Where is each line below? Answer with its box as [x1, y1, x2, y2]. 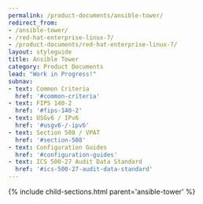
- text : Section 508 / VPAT [8, 128, 101, 136]
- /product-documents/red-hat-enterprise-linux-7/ [8, 41, 178, 49]
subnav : [8, 77, 34, 85]
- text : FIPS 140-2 [8, 99, 72, 107]
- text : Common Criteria [8, 84, 90, 93]
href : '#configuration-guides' [15, 150, 118, 158]
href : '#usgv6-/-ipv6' [15, 121, 90, 129]
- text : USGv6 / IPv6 [8, 114, 79, 122]
